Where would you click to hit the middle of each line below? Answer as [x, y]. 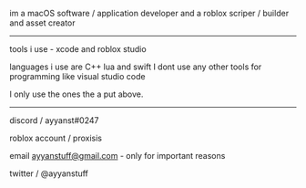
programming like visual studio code [77, 76]
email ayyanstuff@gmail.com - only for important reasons [117, 156]
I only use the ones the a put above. [76, 94]
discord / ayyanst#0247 [54, 120]
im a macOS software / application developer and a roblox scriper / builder [149, 13]
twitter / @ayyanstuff [49, 173]
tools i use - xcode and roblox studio [78, 49]
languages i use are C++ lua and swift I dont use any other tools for [136, 67]
